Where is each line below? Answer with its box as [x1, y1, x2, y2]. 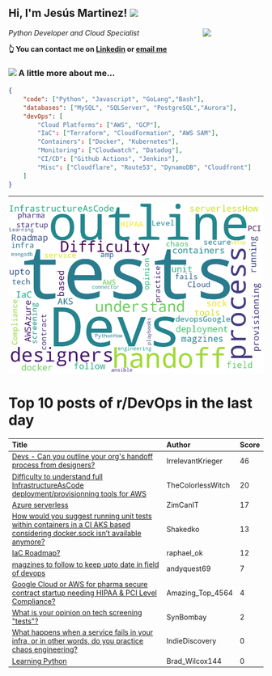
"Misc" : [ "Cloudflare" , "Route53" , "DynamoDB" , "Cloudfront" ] [37, 163, 252, 171]
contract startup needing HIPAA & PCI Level [11, 588, 158, 598]
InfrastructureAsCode [11, 480, 84, 490]
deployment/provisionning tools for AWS [11, 488, 147, 498]
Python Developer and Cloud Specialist [8, 27, 140, 37]
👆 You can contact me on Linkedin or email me [8, 44, 168, 53]
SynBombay [166, 612, 207, 622]
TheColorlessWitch [166, 480, 231, 490]
